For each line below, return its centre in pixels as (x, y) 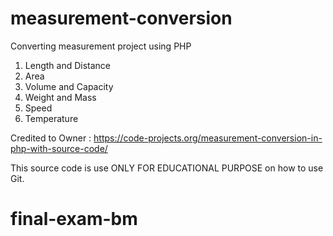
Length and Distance (67, 65)
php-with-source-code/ (59, 148)
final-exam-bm (74, 219)
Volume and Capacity (69, 86)
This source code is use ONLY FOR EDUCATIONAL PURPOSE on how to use (167, 168)
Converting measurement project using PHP (101, 46)
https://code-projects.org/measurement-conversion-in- (208, 138)
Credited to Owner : (51, 138)
